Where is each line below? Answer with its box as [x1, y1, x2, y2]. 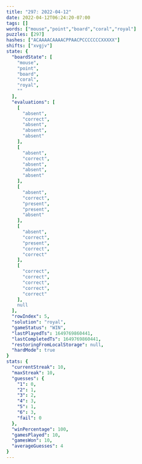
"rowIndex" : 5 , [11, 314, 50, 320]
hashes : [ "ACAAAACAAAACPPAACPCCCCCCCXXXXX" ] [6, 37, 120, 43]
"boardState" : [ [11, 54, 53, 60]
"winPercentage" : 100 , [11, 426, 69, 432]
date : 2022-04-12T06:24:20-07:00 [6, 15, 91, 21]
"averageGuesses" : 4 [11, 443, 63, 449]
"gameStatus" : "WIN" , [11, 324, 66, 331]
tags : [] [6, 20, 28, 26]
